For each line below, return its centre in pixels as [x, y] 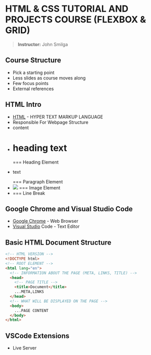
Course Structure [33, 61]
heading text [40, 148]
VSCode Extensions [37, 336]
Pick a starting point [33, 72]
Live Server [25, 348]
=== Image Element [40, 187]
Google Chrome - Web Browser [45, 221]
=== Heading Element [36, 162]
